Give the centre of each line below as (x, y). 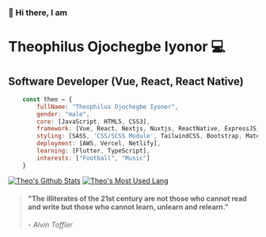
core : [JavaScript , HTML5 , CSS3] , (93, 122)
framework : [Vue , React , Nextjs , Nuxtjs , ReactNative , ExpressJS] (148, 129)
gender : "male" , (63, 114)
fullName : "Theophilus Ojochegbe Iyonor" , (108, 107)
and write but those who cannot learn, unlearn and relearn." (128, 207)
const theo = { (47, 99)
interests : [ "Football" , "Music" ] (93, 158)
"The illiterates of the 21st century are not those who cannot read (137, 199)
